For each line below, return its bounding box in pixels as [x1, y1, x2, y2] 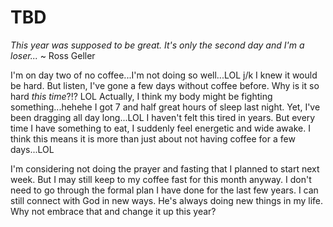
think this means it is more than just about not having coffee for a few [10, 132, 296, 145]
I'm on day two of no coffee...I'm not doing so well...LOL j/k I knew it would [10, 69, 318, 81]
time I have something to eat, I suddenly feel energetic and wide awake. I [10, 122, 311, 134]
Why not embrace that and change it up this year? [10, 205, 217, 217]
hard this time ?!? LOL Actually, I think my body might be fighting [10, 90, 273, 102]
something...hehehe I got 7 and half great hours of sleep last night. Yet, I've [10, 101, 321, 113]
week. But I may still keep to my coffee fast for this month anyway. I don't [10, 173, 312, 185]
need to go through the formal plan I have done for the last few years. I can [10, 184, 319, 196]
